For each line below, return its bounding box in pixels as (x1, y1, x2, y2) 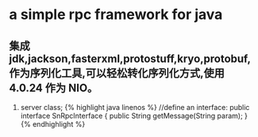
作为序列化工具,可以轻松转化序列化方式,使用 (9, 66, 225, 80)
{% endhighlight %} (20, 120, 86, 128)
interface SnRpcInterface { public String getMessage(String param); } (20, 111, 248, 120)
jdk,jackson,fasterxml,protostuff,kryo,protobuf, (9, 51, 252, 65)
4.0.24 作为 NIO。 (9, 81, 98, 94)
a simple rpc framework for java (9, 6, 223, 24)
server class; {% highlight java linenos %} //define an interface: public (20, 103, 250, 112)
